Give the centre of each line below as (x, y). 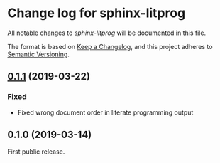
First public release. (36, 152)
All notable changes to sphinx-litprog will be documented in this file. (107, 33)
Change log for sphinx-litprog (97, 13)
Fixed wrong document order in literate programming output (105, 112)
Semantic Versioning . (38, 54)
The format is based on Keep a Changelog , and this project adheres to (110, 46)
